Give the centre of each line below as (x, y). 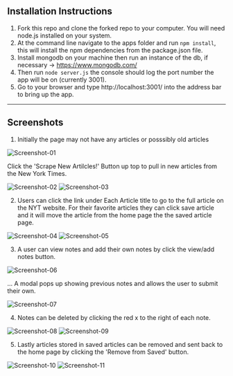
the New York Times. (37, 173)
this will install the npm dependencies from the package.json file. (110, 50)
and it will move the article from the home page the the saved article (114, 215)
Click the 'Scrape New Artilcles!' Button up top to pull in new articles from (112, 166)
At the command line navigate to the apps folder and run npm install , (116, 43)
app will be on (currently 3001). (62, 80)
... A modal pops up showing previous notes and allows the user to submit (113, 283)
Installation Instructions (60, 11)
